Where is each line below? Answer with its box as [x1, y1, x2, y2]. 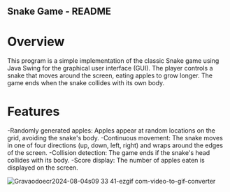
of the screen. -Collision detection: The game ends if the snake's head [7, 149, 210, 157]
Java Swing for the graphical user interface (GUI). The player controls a [7, 64, 213, 73]
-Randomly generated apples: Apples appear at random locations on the [7, 126, 215, 135]
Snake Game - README [7, 6, 112, 17]
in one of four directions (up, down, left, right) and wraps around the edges [7, 141, 224, 149]
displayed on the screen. [7, 163, 78, 172]
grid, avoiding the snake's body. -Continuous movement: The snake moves [7, 134, 224, 142]
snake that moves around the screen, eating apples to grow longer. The [7, 71, 213, 80]
